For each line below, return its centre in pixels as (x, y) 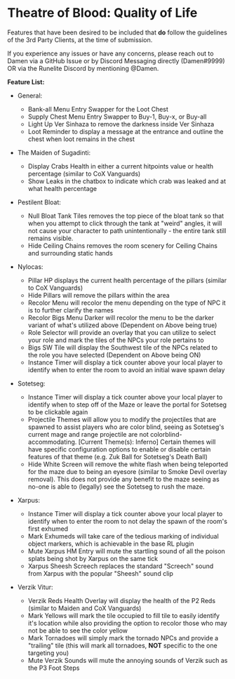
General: (30, 95)
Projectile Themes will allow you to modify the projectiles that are (122, 419)
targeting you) (48, 653)
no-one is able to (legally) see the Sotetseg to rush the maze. (116, 487)
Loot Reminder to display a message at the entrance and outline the (126, 131)
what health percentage (62, 188)
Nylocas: (30, 266)
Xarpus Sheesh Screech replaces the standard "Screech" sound (121, 566)
